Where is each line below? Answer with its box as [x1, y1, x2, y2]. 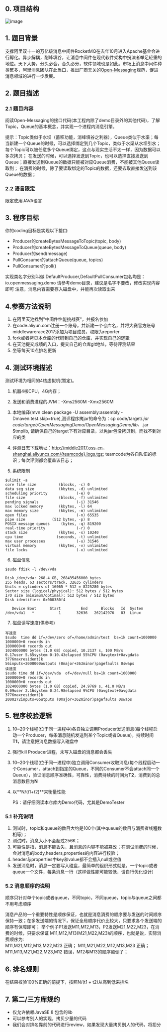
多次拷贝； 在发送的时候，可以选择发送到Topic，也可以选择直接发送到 [5, 153, 149, 159]
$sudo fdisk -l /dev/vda [5, 567, 57, 572]
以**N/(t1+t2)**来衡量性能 [12, 788, 66, 794]
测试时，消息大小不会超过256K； [12, 838, 81, 844]
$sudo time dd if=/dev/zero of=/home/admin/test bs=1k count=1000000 [5, 635, 157, 640]
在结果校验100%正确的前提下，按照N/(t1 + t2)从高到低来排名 [5, 979, 129, 985]
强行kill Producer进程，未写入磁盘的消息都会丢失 [12, 749, 113, 755]
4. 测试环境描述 [5, 363, 52, 372]
